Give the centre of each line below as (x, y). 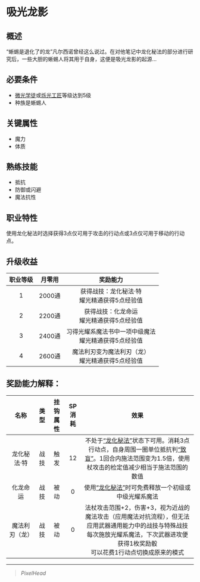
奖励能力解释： (34, 384)
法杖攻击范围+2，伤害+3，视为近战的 (137, 507)
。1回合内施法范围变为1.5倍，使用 (142, 458)
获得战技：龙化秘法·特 (111, 291)
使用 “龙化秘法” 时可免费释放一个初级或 (137, 487)
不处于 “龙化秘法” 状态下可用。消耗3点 (137, 441)
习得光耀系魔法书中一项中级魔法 (111, 332)
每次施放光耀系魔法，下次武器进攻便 (137, 534)
